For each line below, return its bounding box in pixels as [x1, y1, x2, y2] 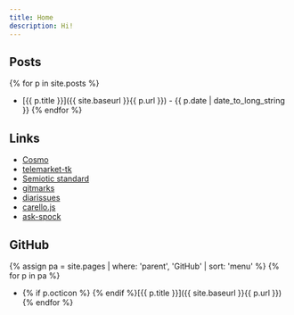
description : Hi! [9, 21, 74, 30]
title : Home [9, 12, 53, 22]
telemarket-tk [21, 164, 73, 175]
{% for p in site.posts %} [9, 78, 100, 89]
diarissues [21, 193, 61, 203]
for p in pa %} [9, 269, 61, 281]
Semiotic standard [21, 173, 90, 184]
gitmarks [21, 183, 55, 194]
